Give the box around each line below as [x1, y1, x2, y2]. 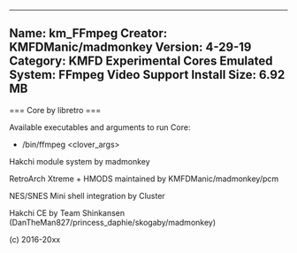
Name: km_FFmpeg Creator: [9, 26, 168, 41]
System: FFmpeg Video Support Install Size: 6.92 [9, 67, 286, 82]
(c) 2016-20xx [9, 234, 61, 244]
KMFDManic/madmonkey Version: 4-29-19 [9, 40, 252, 55]
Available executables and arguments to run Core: [9, 121, 191, 133]
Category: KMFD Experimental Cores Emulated [9, 54, 273, 69]
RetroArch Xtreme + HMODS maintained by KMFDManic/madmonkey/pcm [9, 173, 279, 184]
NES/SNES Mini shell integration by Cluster [9, 190, 165, 201]
